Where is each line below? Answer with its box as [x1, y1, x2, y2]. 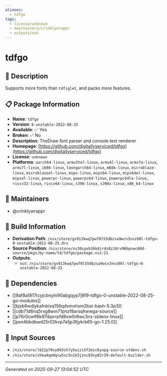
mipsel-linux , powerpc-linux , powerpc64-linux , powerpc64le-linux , [12, 175, 148, 181]
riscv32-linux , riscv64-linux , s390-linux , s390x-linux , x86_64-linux [12, 180, 154, 186]
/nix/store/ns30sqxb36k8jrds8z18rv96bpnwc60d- [48, 246, 147, 251]
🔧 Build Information [5, 223, 66, 231]
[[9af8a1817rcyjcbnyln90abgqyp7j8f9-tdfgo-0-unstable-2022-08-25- [12, 293, 155, 299]
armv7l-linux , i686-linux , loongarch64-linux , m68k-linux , [12, 164, 131, 170]
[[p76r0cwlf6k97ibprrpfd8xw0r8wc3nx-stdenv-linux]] [12, 314, 123, 320]
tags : [5, 16, 16, 21]
